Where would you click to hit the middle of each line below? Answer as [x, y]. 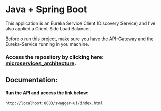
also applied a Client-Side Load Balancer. [48, 28]
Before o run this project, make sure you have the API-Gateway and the [79, 39]
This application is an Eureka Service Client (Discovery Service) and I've [80, 23]
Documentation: [31, 80]
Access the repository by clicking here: [54, 57]
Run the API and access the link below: [47, 93]
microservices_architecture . [41, 63]
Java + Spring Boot [46, 9]
